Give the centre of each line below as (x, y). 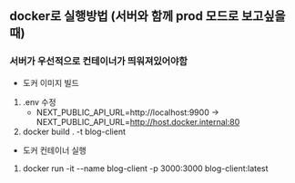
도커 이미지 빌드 (51, 82)
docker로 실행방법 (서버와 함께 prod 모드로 (124, 16)
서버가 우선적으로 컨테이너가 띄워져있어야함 (99, 62)
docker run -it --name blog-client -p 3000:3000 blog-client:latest (145, 168)
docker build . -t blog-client (74, 131)
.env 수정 (39, 101)
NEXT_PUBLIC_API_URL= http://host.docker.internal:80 (138, 121)
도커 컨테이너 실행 (54, 150)
